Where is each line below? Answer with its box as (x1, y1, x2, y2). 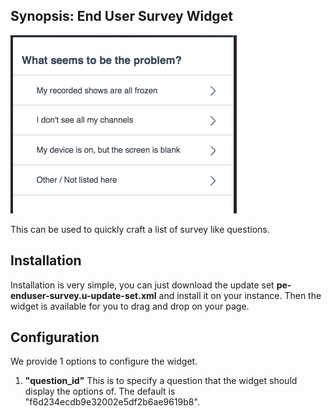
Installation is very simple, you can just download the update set (10, 279, 275, 291)
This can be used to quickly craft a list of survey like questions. (10, 223, 270, 235)
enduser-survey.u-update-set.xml (10, 289, 157, 301)
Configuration (10, 329, 100, 346)
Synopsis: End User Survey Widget (10, 8, 233, 25)
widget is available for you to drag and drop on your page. (10, 300, 250, 312)
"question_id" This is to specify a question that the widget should (24, 375, 298, 387)
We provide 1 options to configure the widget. (10, 355, 198, 368)
